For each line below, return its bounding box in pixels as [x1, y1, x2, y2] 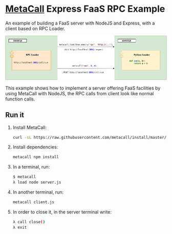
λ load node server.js [12, 180, 61, 185]
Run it [5, 111, 25, 119]
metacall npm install [12, 155, 59, 160]
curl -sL [12, 135, 32, 140]
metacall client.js [12, 200, 55, 205]
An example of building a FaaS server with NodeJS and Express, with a [5, 20, 155, 26]
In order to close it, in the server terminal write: [12, 208, 112, 215]
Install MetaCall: [12, 124, 47, 131]
